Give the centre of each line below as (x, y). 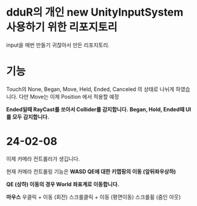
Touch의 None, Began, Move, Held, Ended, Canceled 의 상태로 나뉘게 (90, 89)
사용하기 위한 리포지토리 (62, 27)
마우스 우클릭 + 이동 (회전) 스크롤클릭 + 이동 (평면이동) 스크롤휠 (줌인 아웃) (93, 197)
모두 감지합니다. (31, 117)
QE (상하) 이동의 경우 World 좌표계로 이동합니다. (63, 184)
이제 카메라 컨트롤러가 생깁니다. (43, 159)
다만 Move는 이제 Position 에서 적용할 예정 (69, 96)
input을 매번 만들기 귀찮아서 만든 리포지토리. (58, 45)
